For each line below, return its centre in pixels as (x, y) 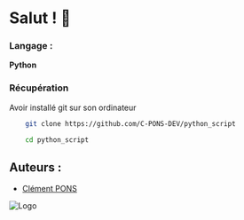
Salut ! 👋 (40, 18)
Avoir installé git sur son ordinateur (73, 107)
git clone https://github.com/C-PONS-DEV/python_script (131, 123)
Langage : (31, 46)
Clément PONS (49, 189)
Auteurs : (35, 167)
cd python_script (57, 140)
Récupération (39, 88)
